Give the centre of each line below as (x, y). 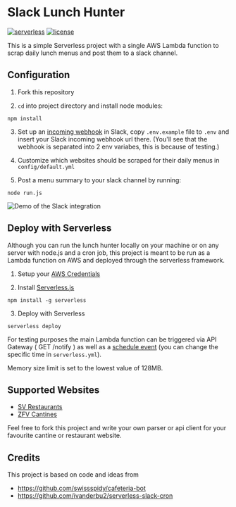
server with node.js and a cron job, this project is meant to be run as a (109, 252)
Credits (24, 457)
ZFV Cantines (37, 414)
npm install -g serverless (47, 300)
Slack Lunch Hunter (66, 12)
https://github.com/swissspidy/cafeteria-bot (82, 488)
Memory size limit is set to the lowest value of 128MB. (85, 368)
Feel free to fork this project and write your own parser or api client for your (117, 428)
